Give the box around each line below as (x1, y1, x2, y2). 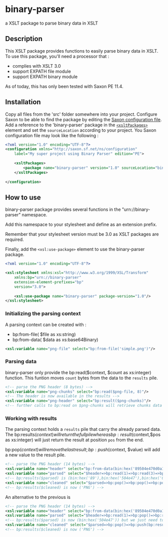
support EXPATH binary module (12, 74, 78, 80)
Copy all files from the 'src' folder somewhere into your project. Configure (5, 111, 157, 117)
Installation (5, 98, 41, 106)
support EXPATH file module (12, 68, 71, 74)
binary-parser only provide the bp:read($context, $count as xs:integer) (5, 369, 151, 375)
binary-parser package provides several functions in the (5, 206, 121, 212)
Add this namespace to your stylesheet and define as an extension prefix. (5, 221, 157, 227)
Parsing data (5, 358, 36, 365)
